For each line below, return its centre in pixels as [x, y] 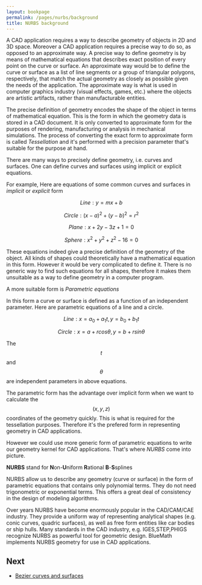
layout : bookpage [28, 12]
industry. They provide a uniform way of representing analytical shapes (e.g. [101, 517]
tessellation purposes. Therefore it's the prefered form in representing [93, 425]
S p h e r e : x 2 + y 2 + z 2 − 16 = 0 [101, 239]
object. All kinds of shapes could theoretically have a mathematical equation [101, 258]
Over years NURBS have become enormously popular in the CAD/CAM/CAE [100, 510]
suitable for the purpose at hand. [47, 148]
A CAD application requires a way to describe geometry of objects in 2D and [101, 40]
